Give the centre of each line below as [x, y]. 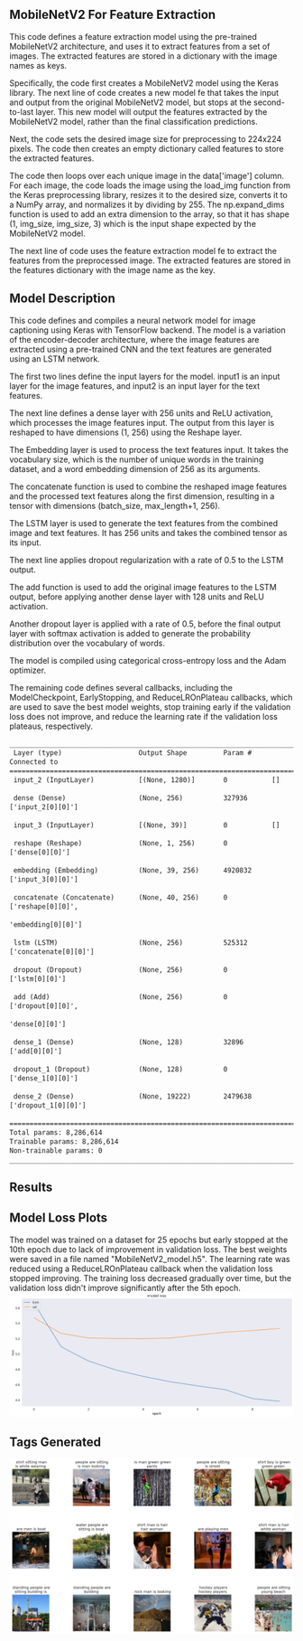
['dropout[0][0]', [44, 1006]
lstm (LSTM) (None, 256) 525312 [130, 943]
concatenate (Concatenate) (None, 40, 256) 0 [120, 897]
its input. [26, 542]
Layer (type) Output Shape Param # [133, 753]
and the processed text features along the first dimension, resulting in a [142, 495]
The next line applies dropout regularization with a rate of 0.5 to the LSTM [147, 560]
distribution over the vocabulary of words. [87, 643]
